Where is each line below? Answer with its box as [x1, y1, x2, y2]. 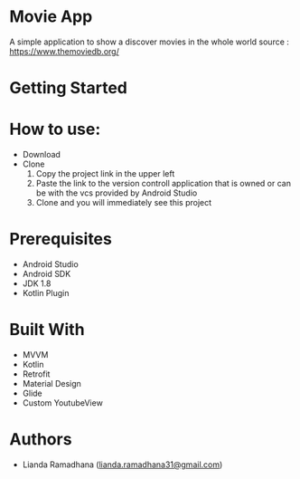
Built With [9, 320, 85, 340]
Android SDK [22, 269, 71, 279]
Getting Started [9, 78, 128, 99]
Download [22, 149, 61, 160]
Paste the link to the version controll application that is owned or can [35, 178, 292, 189]
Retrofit [22, 369, 51, 379]
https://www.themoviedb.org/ [9, 45, 119, 56]
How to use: [9, 120, 101, 139]
